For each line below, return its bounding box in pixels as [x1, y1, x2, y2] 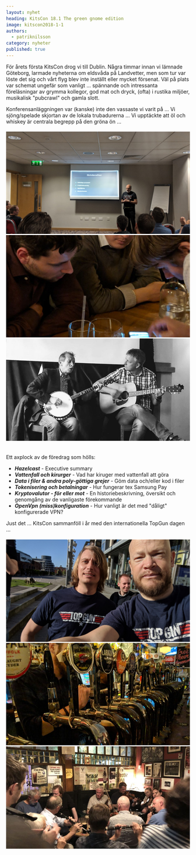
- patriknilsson [11, 34, 51, 40]
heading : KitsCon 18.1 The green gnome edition [6, 15, 124, 22]
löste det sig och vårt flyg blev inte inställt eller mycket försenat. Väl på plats [6, 75, 190, 82]
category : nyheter [6, 40, 51, 46]
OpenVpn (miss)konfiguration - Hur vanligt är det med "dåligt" [14, 502, 167, 509]
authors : [6, 28, 27, 34]
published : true [6, 47, 45, 53]
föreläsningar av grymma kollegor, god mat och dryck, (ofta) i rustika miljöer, [6, 88, 190, 95]
